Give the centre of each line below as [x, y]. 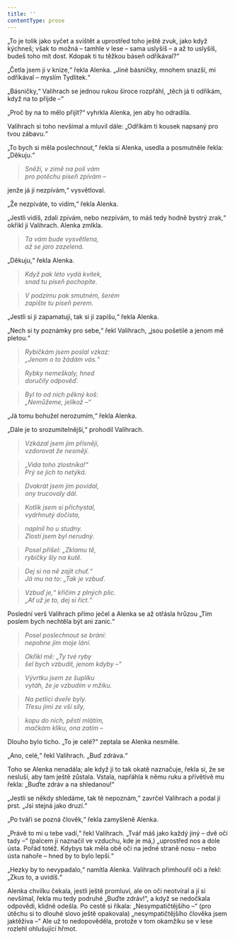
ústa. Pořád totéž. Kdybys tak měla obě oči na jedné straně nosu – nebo [112, 848]
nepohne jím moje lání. [58, 642]
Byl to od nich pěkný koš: [62, 394]
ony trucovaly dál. [51, 493]
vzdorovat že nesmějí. [57, 450]
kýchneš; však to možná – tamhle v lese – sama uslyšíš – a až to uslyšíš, [112, 48]
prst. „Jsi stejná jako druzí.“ [47, 805]
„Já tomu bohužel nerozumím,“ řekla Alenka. [72, 416]
